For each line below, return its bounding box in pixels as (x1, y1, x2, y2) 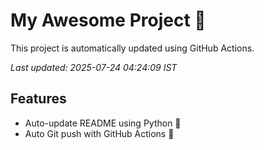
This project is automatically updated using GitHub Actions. (10, 42, 255, 54)
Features (10, 90, 67, 108)
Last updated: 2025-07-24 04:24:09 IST (10, 61, 178, 73)
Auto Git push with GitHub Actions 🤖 (24, 127, 175, 139)
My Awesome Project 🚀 (10, 9, 207, 32)
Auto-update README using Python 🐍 (24, 117, 182, 129)
